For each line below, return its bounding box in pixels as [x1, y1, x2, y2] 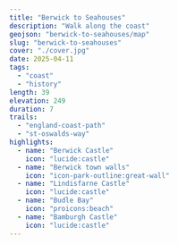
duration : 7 [9, 105, 54, 114]
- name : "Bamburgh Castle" [17, 212, 118, 222]
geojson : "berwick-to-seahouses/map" [9, 29, 150, 38]
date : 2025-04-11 [9, 55, 74, 63]
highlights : [9, 138, 54, 147]
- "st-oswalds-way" [17, 130, 90, 139]
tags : [9, 63, 30, 72]
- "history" [17, 80, 63, 88]
